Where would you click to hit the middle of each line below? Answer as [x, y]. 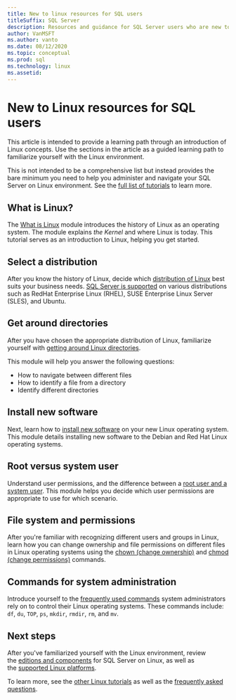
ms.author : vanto [33, 40]
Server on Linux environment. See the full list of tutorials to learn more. [110, 186]
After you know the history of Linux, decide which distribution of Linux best [116, 279]
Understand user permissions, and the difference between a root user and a [117, 483]
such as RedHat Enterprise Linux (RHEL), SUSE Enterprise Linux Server [110, 294]
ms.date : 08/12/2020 [38, 46]
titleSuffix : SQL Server [44, 20]
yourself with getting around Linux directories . [74, 348]
